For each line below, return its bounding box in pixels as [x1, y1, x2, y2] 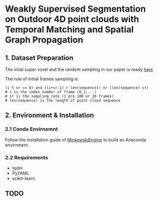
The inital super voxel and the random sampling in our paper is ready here [5, 67, 153, 72]
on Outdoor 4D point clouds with [5, 14, 140, 25]
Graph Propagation [5, 34, 84, 46]
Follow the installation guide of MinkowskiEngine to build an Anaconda [5, 137, 146, 143]
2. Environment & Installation [5, 111, 94, 119]
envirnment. [5, 142, 29, 148]
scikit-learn [12, 175, 35, 181]
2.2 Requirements [5, 154, 49, 161]
